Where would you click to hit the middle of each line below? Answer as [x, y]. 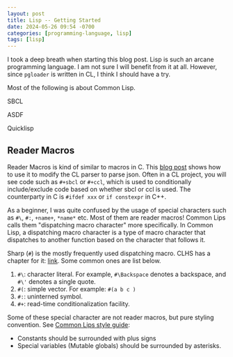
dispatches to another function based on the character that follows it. [106, 240]
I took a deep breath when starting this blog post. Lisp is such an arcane [111, 59]
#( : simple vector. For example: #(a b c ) [77, 289]
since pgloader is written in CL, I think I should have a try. [89, 75]
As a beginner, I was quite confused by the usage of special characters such [117, 210]
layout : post [26, 14]
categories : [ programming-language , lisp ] [70, 33]
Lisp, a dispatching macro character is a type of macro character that [106, 232]
